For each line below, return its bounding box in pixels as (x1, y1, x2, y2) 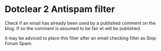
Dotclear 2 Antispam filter (5, 3, 115, 15)
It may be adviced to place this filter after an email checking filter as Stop (5, 35, 156, 41)
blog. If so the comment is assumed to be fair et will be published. (5, 25, 141, 31)
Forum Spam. (5, 40, 33, 46)
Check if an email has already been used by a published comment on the (5, 20, 156, 26)
